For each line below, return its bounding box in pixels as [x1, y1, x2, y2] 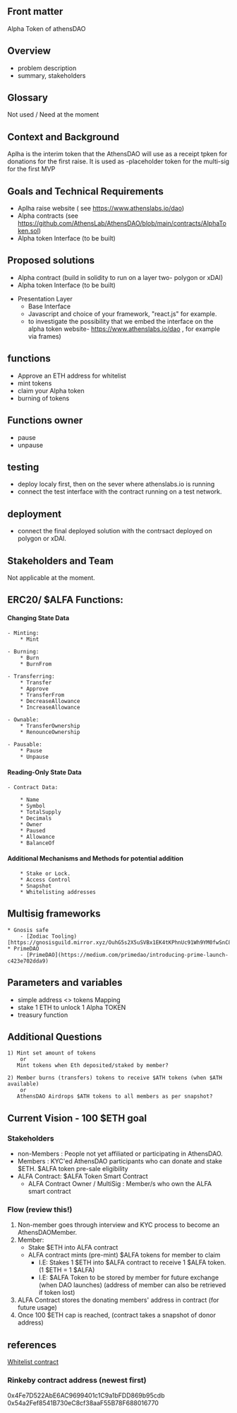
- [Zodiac [20, 933, 49, 940]
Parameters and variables [7, 977, 123, 989]
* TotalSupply [20, 808, 61, 815]
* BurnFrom [20, 661, 52, 668]
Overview [7, 45, 51, 57]
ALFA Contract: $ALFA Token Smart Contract [17, 1172, 148, 1180]
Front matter [7, 6, 63, 18]
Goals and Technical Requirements [7, 185, 164, 197]
